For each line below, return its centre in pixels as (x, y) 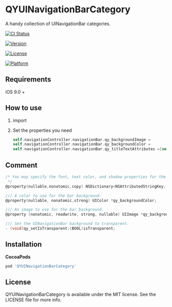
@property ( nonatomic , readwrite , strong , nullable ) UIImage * (74, 214)
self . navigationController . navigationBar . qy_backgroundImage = (82, 139)
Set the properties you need (42, 130)
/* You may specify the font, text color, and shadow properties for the (86, 177)
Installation (24, 244)
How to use (24, 108)
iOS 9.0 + (15, 92)
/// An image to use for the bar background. (55, 210)
